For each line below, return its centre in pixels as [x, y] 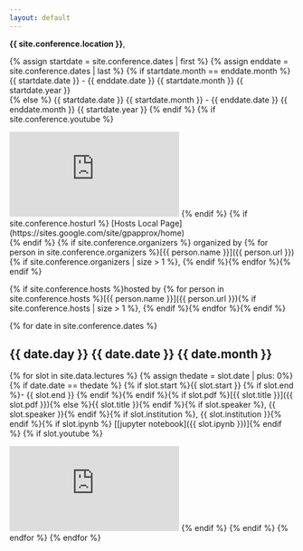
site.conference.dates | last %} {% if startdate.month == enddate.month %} [150, 71]
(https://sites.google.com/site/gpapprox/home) [97, 233]
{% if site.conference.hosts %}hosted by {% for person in [117, 289]
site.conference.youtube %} [62, 119]
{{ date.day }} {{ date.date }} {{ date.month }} [141, 354]
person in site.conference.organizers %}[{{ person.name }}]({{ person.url [146, 252]
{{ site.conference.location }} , [67, 43]
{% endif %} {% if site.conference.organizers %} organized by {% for [139, 242]
